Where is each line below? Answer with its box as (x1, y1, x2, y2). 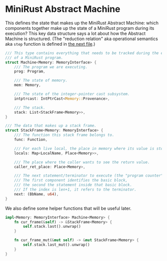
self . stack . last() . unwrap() (23, 224, 81, 229)
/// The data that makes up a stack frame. (5, 123, 97, 129)
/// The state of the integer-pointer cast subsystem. (14, 92, 130, 97)
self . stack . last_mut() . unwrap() (23, 242, 90, 248)
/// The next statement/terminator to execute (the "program (14, 173, 143, 178)
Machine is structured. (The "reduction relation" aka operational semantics (5, 36, 158, 42)
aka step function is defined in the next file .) (5, 41, 95, 47)
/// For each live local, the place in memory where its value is (14, 146, 155, 151)
